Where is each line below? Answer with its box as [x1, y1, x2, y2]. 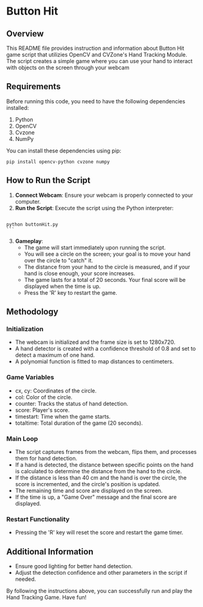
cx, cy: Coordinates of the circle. [15, 387, 97, 394]
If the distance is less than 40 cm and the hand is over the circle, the [15, 474, 187, 481]
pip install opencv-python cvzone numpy [6, 159, 111, 165]
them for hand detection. [15, 454, 78, 462]
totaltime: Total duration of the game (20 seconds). [15, 419, 143, 427]
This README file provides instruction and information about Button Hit [6, 44, 184, 52]
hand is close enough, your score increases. [24, 269, 136, 277]
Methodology [6, 307, 59, 317]
